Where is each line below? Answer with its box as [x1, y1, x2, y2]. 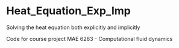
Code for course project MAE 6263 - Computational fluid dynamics [6, 35, 173, 42]
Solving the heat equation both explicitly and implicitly [6, 24, 140, 31]
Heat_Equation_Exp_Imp [6, 4, 131, 18]
